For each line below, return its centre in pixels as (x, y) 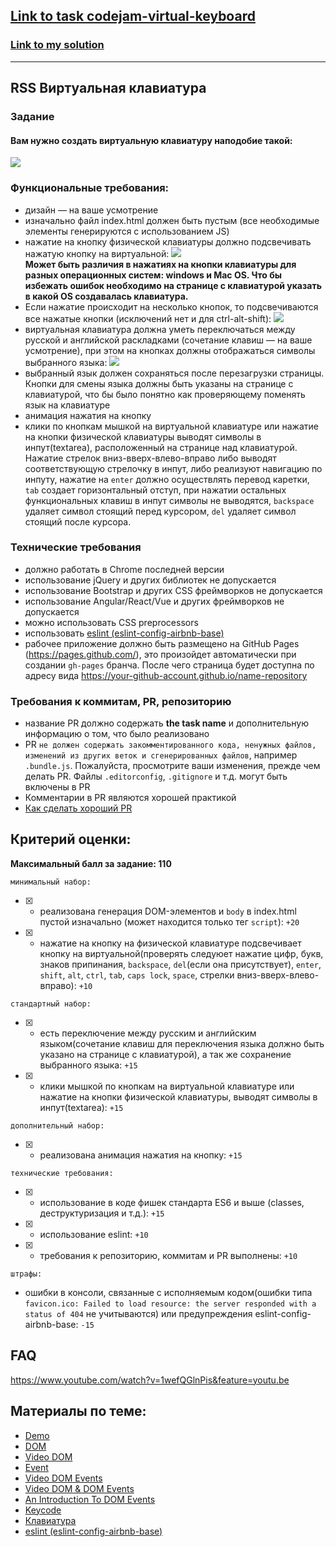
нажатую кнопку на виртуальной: (97, 253)
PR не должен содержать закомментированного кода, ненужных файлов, (170, 745)
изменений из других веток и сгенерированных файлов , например (161, 755)
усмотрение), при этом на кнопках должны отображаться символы (170, 350)
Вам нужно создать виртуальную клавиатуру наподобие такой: (151, 140)
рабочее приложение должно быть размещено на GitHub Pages (162, 643)
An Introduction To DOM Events (90, 1499)
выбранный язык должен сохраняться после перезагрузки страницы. (174, 373)
